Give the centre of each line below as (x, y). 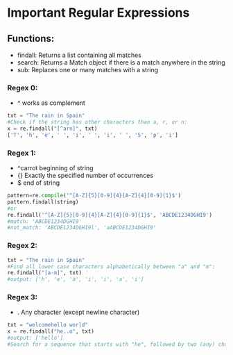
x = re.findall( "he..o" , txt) (51, 331)
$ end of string (38, 183)
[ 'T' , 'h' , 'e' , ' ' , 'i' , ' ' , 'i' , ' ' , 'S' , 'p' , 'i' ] (93, 135)
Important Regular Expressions (98, 13)
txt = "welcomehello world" (48, 325)
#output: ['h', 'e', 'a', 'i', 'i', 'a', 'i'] (76, 279)
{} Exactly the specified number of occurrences (85, 176)
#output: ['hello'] (35, 338)
